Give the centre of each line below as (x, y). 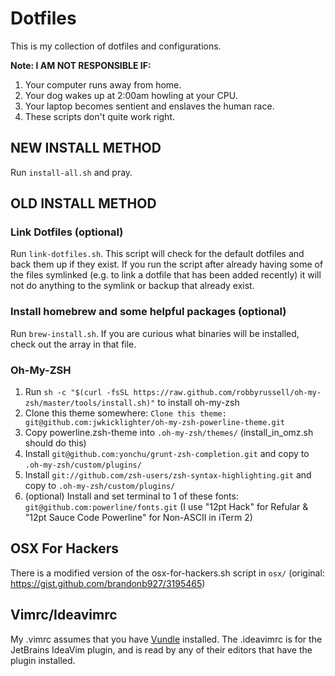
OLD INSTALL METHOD (83, 203)
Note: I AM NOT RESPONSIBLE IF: (81, 65)
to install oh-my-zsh (198, 403)
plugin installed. (43, 660)
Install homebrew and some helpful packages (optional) (148, 312)
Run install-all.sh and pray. (71, 172)
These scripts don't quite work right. (100, 116)
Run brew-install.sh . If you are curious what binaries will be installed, (155, 333)
